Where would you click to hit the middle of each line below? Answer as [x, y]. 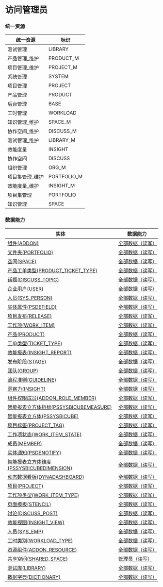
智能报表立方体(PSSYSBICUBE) [43, 416]
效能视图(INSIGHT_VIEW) [36, 522]
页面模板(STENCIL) [29, 504]
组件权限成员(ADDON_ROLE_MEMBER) [52, 398]
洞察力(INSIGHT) [27, 389]
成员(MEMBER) [25, 443]
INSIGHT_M [62, 186]
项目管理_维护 [23, 67]
